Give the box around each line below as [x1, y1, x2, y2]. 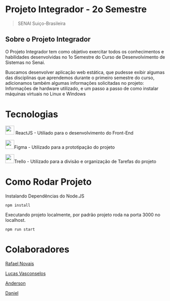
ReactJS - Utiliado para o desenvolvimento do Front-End [15, 129, 133, 136]
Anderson [5, 280, 26, 286]
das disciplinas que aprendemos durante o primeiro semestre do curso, [5, 75, 155, 81]
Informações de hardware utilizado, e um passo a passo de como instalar [5, 85, 159, 91]
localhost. [5, 217, 26, 223]
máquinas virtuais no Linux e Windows [5, 90, 86, 97]
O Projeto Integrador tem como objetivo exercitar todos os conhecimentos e [5, 48, 164, 54]
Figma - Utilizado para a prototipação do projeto [14, 144, 115, 150]
